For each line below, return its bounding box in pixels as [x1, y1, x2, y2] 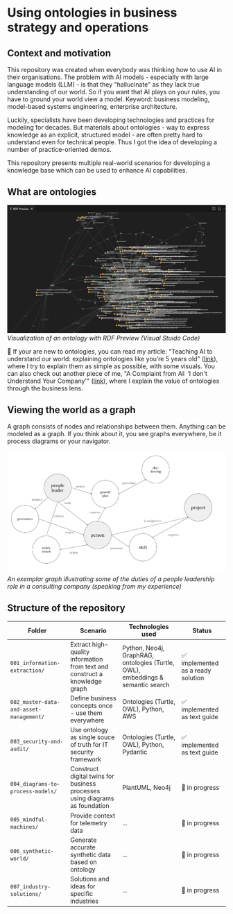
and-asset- [10, 706, 42, 714]
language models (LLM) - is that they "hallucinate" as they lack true [7, 80, 200, 88]
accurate [70, 843, 96, 851]
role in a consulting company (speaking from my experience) [7, 582, 182, 590]
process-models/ [10, 788, 58, 795]
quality [70, 647, 90, 656]
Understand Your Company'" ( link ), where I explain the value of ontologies [7, 377, 220, 385]
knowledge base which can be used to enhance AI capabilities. [7, 166, 187, 174]
